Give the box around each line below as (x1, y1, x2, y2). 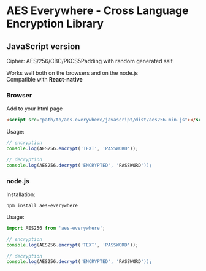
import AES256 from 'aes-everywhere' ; (6, 225, 105, 231)
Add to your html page (6, 105, 63, 112)
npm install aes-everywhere (6, 202, 78, 208)
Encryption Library (6, 17, 104, 31)
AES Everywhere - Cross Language (6, 4, 189, 18)
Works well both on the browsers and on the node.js (6, 69, 139, 77)
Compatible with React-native (6, 76, 83, 83)
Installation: (6, 191, 36, 198)
